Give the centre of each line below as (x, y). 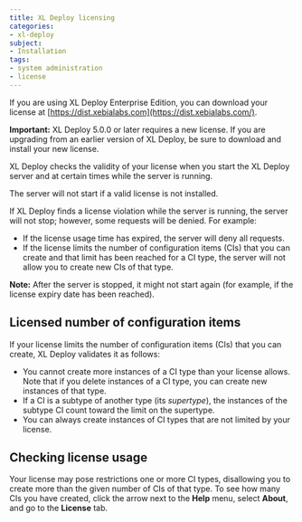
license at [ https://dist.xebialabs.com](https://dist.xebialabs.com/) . (133, 112)
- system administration (56, 69)
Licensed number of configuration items (125, 323)
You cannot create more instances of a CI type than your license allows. (156, 371)
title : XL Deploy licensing (62, 18)
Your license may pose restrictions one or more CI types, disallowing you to (150, 479)
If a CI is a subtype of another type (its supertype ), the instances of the (155, 400)
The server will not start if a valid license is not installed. (114, 193)
